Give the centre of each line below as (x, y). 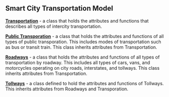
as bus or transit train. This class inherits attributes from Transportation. (81, 47)
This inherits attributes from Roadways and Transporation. (67, 89)
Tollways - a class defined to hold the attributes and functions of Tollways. (85, 83)
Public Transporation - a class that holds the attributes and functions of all (85, 36)
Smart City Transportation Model (59, 8)
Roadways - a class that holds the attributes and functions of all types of (83, 57)
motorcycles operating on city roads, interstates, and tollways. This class (82, 68)
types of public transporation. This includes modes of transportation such (83, 42)
